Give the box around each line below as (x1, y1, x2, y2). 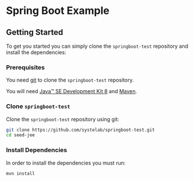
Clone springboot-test (6, 102, 70, 111)
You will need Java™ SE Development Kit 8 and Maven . (6, 88, 137, 95)
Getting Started (6, 27, 64, 37)
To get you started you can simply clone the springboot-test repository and (6, 42, 188, 49)
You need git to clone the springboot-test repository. (6, 77, 134, 84)
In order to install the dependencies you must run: (6, 159, 126, 166)
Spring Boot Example (6, 4, 110, 17)
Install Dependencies (6, 146, 68, 154)
